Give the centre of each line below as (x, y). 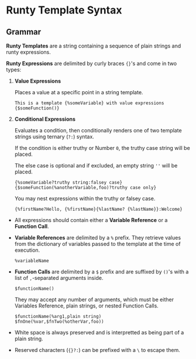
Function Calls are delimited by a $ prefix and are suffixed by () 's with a (102, 272)
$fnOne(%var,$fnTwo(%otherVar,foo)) (59, 322)
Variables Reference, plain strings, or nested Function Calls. (87, 306)
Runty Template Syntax (64, 10)
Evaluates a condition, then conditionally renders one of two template (98, 130)
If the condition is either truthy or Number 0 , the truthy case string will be (102, 148)
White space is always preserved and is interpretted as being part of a (99, 332)
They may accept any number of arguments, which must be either (94, 300)
